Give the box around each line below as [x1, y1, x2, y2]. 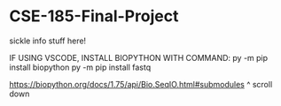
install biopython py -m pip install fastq [9, 62, 152, 72]
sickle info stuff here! [9, 35, 87, 46]
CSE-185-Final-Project [9, 6, 179, 26]
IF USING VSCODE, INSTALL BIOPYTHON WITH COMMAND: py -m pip [9, 52, 269, 63]
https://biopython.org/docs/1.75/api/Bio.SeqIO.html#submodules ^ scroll [9, 79, 273, 89]
